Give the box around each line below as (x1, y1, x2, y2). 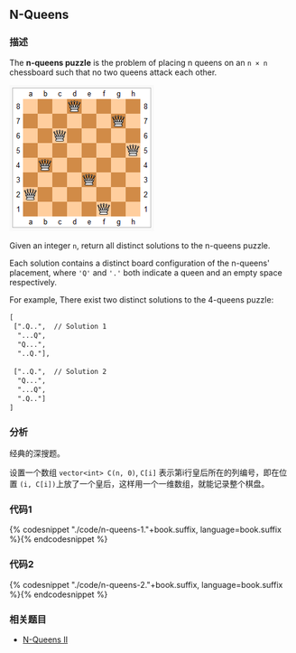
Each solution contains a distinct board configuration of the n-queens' (9, 257, 271, 268)
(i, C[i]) (19, 480, 57, 489)
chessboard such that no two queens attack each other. (9, 67, 217, 78)
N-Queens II (22, 634, 69, 645)
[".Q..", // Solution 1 (13, 322, 106, 331)
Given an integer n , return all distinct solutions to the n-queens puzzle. (9, 239, 271, 251)
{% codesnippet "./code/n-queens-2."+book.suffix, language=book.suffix (9, 579, 283, 590)
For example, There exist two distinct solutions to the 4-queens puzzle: (9, 294, 274, 305)
